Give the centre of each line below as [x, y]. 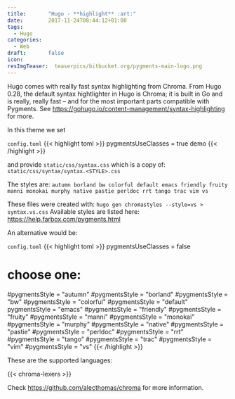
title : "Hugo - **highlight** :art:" [72, 14]
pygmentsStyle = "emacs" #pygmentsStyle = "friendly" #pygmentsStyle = [114, 309]
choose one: [44, 274]
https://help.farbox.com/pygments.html [64, 219]
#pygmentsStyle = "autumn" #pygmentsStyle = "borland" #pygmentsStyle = [118, 294]
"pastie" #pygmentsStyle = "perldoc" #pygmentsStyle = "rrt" [95, 331]
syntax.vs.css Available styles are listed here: [74, 211]
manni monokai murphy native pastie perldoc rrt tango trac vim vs [108, 191]
